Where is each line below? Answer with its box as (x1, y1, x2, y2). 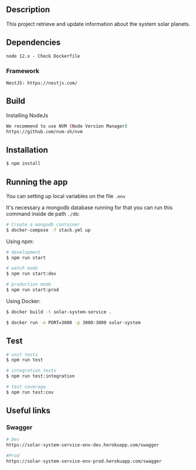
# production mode (6, 281, 51, 288)
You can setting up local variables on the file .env (6, 192, 126, 199)
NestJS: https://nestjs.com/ (6, 80, 78, 86)
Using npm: (6, 238, 34, 245)
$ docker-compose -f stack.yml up (6, 227, 91, 233)
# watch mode (6, 265, 38, 271)
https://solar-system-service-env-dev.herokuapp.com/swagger (6, 442, 160, 448)
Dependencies (6, 38, 61, 48)
